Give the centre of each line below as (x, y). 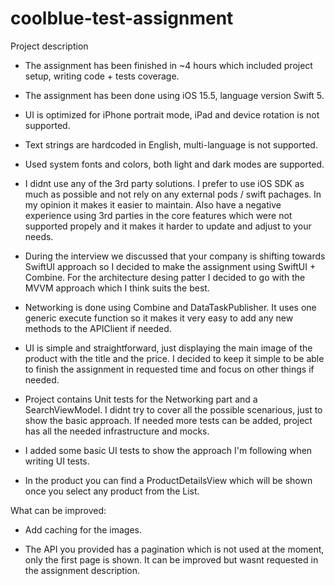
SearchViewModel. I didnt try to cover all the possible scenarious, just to (173, 409)
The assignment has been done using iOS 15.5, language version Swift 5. (174, 95)
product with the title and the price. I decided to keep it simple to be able (174, 358)
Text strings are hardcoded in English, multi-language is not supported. (171, 144)
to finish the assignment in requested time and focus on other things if (169, 369)
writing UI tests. (57, 461)
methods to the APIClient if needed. (98, 328)
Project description (49, 46)
